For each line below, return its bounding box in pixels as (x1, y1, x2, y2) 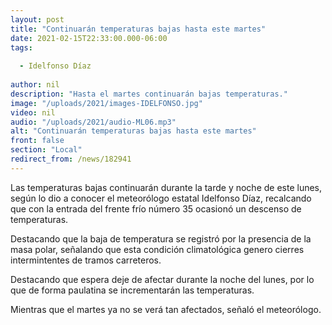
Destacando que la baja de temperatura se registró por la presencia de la (10, 232, 312, 245)
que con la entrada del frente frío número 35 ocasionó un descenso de (10, 202, 302, 215)
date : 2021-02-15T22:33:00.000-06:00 (10, 33, 168, 43)
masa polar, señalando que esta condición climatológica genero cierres (10, 243, 305, 255)
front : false (10, 136, 65, 146)
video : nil (10, 107, 56, 118)
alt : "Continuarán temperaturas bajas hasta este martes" (10, 126, 257, 136)
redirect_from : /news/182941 (10, 154, 132, 164)
